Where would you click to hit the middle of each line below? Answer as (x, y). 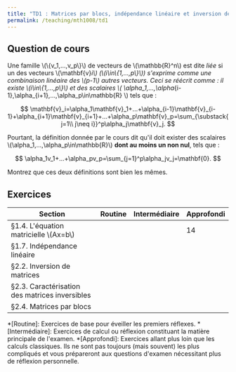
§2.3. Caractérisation (46, 286)
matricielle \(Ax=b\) (43, 234)
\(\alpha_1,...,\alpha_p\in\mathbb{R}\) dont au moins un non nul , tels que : (113, 145)
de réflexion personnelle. (43, 361)
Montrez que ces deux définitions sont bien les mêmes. (87, 172)
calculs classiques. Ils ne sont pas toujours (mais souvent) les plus (104, 346)
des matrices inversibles (51, 295)
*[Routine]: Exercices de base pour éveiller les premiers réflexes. (101, 324)
